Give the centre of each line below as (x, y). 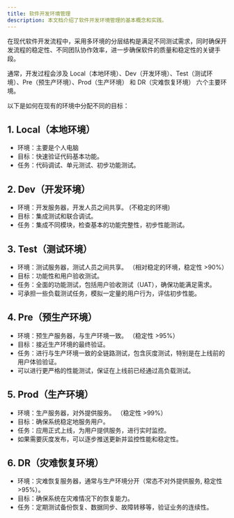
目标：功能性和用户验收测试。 (60, 276)
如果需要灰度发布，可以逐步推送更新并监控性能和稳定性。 (100, 439)
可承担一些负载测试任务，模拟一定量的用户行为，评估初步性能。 (109, 293)
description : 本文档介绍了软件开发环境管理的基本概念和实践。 (87, 20)
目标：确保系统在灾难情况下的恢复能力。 (75, 498)
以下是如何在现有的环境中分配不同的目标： (68, 105)
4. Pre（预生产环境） (52, 317)
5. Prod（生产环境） (50, 395)
